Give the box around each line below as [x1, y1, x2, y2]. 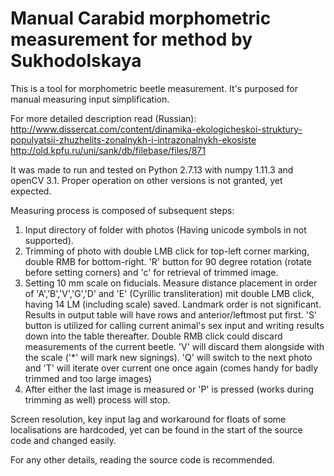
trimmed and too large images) [24, 372, 152, 384]
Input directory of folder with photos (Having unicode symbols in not [24, 223, 307, 236]
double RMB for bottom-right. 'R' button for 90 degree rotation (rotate [24, 255, 312, 267]
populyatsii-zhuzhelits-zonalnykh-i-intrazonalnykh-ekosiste [10, 133, 257, 146]
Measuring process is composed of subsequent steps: [10, 204, 235, 216]
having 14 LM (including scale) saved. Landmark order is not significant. [24, 298, 322, 310]
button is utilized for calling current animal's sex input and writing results [24, 319, 325, 331]
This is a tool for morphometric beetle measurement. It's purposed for [10, 82, 298, 94]
